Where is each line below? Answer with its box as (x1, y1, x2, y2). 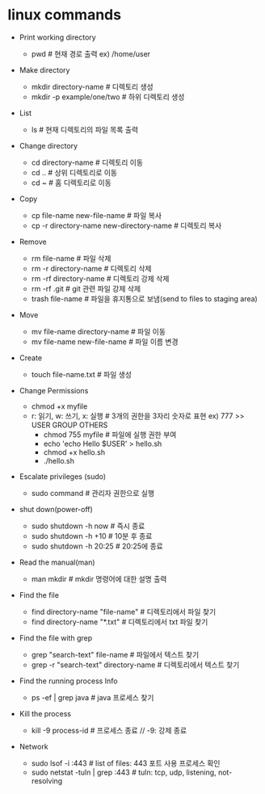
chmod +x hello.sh (43, 447, 106, 457)
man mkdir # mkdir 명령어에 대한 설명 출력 (31, 573, 167, 583)
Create (19, 353, 42, 363)
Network (19, 741, 49, 751)
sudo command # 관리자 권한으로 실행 (31, 488, 155, 498)
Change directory (19, 141, 78, 150)
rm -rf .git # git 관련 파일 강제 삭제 (31, 284, 141, 293)
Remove (19, 237, 47, 246)
